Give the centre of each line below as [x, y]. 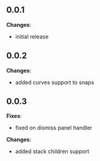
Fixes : [14, 116]
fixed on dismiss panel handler [54, 128]
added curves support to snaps [55, 82]
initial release [32, 37]
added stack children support [52, 151]
